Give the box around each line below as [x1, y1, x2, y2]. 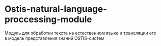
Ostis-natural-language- [4, 3, 107, 15]
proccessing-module [4, 14, 92, 25]
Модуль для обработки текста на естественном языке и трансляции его [4, 30, 157, 36]
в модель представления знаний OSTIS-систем [4, 35, 105, 41]
